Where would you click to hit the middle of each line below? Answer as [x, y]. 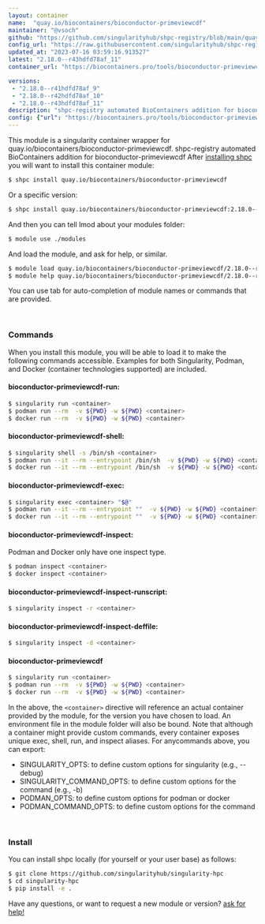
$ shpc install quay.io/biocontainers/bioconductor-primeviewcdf [118, 180]
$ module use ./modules [47, 239]
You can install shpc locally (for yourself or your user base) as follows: [122, 859]
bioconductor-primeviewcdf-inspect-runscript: [88, 592]
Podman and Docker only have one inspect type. [88, 552]
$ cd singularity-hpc [44, 881]
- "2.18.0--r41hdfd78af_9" [56, 88]
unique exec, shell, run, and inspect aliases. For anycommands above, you [129, 741]
